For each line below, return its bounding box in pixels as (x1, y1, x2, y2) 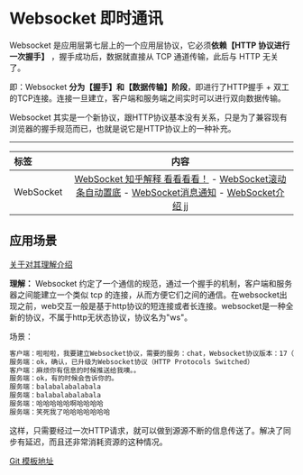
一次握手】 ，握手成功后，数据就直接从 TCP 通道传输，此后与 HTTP (9, 50, 261, 61)
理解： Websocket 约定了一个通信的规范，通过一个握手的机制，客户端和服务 (9, 278, 293, 288)
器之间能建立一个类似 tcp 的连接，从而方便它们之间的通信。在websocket (9, 289, 280, 300)
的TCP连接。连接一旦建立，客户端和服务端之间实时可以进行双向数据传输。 (9, 92, 286, 104)
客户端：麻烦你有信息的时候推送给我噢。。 (9, 366, 141, 375)
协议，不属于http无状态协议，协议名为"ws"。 (24, 312, 192, 323)
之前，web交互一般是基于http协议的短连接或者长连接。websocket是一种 (16, 300, 286, 311)
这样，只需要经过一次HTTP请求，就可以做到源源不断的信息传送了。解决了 (9, 425, 284, 435)
